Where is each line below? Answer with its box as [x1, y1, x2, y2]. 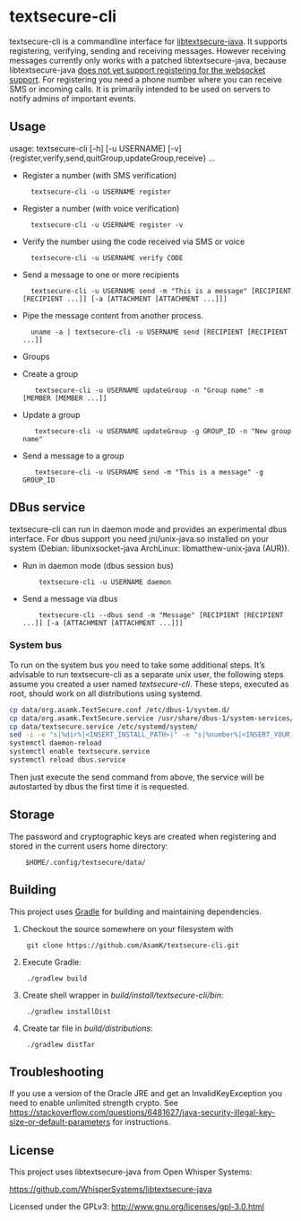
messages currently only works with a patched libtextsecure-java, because [9, 55, 287, 65]
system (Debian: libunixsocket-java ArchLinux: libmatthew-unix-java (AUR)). [9, 543, 290, 554]
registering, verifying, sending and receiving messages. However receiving [9, 45, 287, 56]
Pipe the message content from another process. [21, 310, 204, 320]
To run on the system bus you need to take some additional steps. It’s [9, 659, 266, 670]
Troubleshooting [9, 1065, 105, 1079]
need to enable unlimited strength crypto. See [9, 1097, 179, 1109]
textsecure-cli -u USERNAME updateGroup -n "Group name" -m [34, 386, 264, 395]
